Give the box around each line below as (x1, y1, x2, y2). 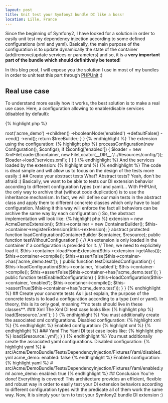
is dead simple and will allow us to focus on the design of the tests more (5, 168, 154, 174)
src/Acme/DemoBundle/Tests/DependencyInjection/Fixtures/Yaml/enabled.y (5, 365, 163, 371)
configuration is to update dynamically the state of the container (5, 46, 138, 53)
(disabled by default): (5, 111, 50, 117)
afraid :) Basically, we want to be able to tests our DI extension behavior (5, 178, 153, 184)
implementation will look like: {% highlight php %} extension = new (5, 216, 143, 222)
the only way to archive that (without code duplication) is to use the (5, 189, 144, 195)
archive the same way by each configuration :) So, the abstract (5, 211, 135, 217)
